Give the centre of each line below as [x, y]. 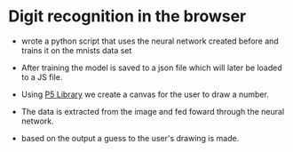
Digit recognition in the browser [127, 16]
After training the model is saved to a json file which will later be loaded [151, 68]
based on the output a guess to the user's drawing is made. [130, 138]
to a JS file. [42, 76]
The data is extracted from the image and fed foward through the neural [153, 111]
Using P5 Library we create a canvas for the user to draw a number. [145, 94]
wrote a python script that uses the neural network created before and [150, 41]
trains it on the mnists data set [76, 50]
